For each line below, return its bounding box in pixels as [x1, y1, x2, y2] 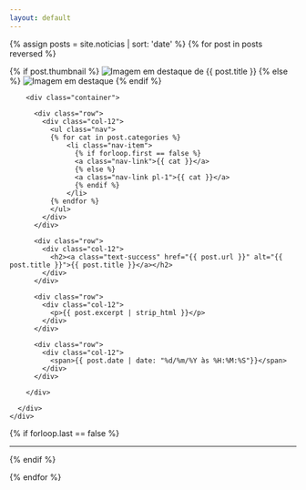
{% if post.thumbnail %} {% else [9, 66, 289, 77]
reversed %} [9, 47, 56, 59]
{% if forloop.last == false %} [9, 427, 120, 438]
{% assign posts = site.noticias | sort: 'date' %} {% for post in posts [9, 38, 263, 49]
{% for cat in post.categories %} [49, 133, 181, 142]
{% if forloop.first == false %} [74, 148, 202, 158]
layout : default [9, 13, 71, 23]
